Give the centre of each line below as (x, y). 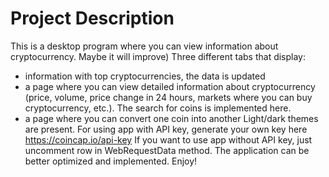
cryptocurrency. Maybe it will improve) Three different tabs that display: (158, 56)
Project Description (92, 18)
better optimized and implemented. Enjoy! (111, 161)
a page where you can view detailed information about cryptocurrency (170, 86)
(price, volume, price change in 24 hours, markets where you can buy (168, 97)
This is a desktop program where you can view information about (144, 46)
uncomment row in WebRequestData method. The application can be (167, 150)
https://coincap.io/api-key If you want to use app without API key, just (168, 139)
